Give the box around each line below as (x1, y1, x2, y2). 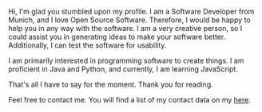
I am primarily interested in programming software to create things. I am (8, 56, 244, 65)
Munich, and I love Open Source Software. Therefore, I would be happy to (8, 15, 251, 25)
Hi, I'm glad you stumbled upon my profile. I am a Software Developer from (8, 7, 255, 16)
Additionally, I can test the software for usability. (8, 41, 167, 50)
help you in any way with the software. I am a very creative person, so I (8, 24, 243, 33)
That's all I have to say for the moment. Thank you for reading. (8, 79, 213, 89)
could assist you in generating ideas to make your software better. (8, 32, 226, 41)
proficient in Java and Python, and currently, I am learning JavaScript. (8, 64, 238, 74)
